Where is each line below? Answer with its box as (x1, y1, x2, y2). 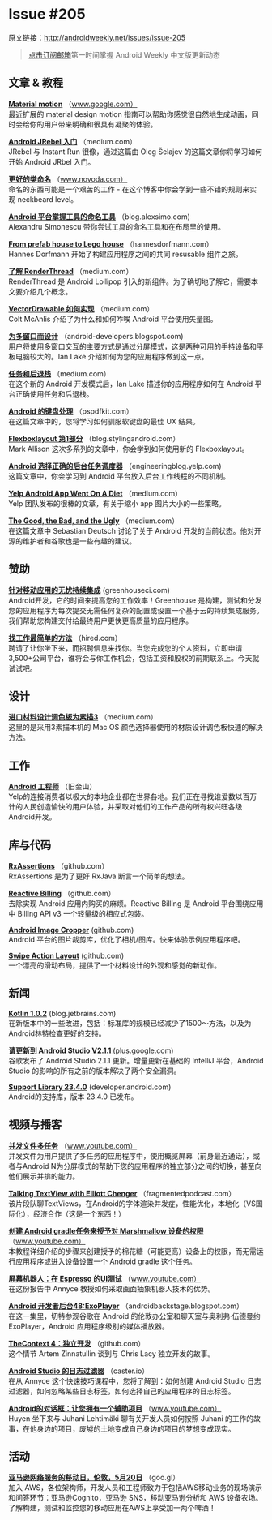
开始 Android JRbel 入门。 (8, 157, 96, 166)
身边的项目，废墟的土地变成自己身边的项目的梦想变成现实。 (36, 1423, 236, 1433)
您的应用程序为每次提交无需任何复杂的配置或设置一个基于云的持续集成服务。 (8, 605, 264, 615)
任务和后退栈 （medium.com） (8, 368, 111, 378)
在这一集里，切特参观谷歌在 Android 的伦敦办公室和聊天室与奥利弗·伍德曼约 (8, 1311, 261, 1320)
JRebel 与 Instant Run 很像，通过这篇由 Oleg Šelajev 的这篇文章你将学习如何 (8, 147, 263, 157)
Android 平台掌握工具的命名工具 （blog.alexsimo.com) (8, 212, 190, 221)
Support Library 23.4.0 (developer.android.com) (8, 1082, 172, 1092)
